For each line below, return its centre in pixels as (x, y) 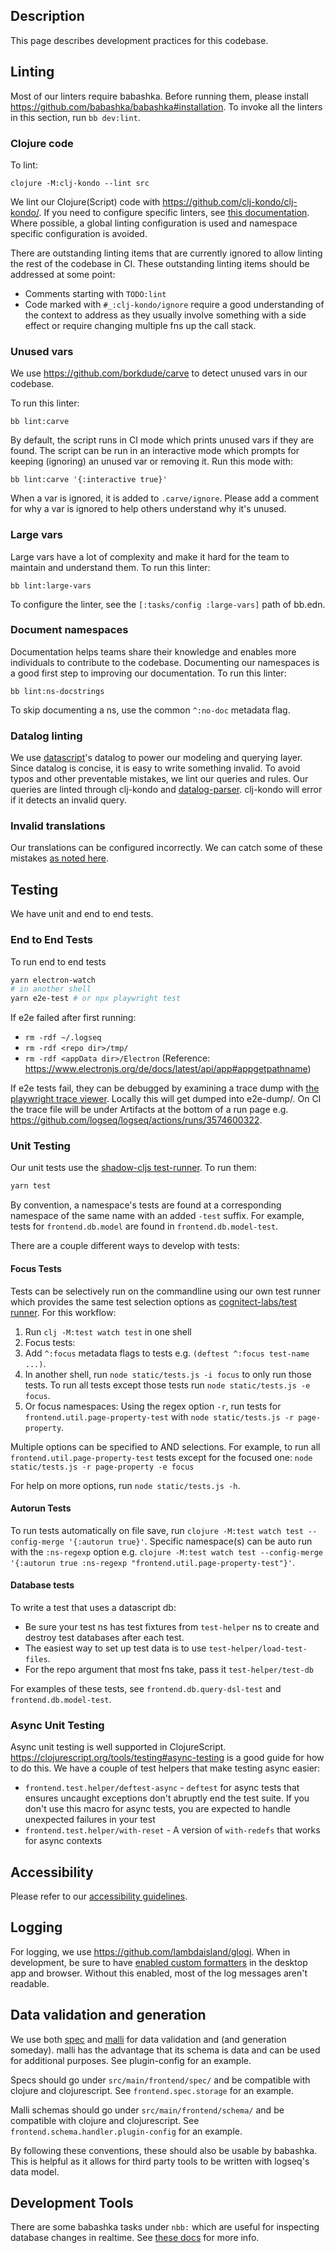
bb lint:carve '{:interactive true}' (89, 480)
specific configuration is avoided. (79, 233)
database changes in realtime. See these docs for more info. (135, 2238)
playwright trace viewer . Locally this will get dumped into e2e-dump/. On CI (166, 1099)
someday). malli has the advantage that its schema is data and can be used (165, 2050)
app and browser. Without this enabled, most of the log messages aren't (159, 1973)
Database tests (42, 1585)
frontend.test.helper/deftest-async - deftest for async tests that (162, 1788)
